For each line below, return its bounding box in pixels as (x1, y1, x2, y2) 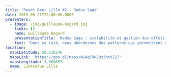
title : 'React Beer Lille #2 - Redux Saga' (5, 7, 99, 13)
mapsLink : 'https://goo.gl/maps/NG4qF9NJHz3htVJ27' (10, 54, 122, 60)
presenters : (5, 17, 31, 22)
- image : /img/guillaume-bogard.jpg (10, 21, 88, 27)
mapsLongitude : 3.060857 (10, 59, 63, 64)
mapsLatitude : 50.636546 (10, 50, 63, 55)
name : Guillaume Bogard (14, 31, 65, 36)
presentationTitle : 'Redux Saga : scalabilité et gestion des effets (14, 36, 165, 41)
